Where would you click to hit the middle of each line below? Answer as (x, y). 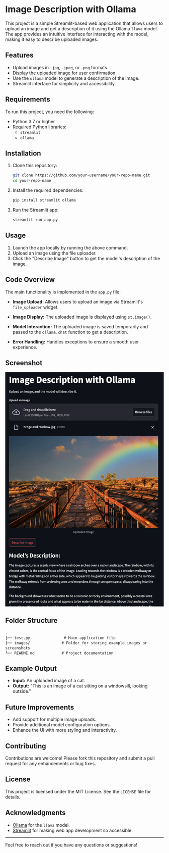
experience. (25, 347)
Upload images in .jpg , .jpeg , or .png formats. (60, 67)
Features (19, 55)
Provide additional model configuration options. (62, 725)
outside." (22, 691)
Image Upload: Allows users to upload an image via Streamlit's (78, 302)
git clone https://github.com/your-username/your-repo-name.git (81, 175)
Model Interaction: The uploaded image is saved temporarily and (80, 326)
